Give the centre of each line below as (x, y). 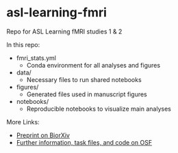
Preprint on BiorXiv (43, 135)
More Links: (23, 122)
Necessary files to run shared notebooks (84, 79)
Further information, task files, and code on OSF (84, 142)
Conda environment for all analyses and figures (93, 65)
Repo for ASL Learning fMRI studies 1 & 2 (64, 31)
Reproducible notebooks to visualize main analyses (99, 109)
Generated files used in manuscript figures (87, 94)
